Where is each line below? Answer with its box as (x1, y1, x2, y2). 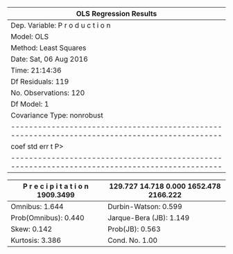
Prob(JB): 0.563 (107, 224, 161, 234)
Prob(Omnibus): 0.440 (10, 213, 85, 222)
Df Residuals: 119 (10, 77, 69, 86)
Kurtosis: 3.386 (10, 235, 61, 245)
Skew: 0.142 (10, 224, 53, 234)
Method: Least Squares (10, 43, 87, 53)
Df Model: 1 (10, 100, 49, 109)
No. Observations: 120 (10, 88, 85, 98)
